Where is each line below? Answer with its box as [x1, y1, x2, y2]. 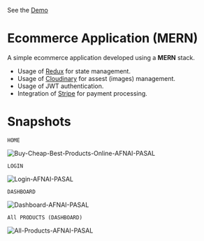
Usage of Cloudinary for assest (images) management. [17, 74, 176, 82]
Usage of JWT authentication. [17, 82, 104, 90]
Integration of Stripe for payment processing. [17, 89, 148, 97]
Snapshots [7, 114, 71, 130]
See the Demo [7, 6, 49, 14]
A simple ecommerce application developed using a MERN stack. [7, 53, 196, 61]
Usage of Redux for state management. [17, 66, 131, 75]
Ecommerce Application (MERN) [7, 31, 198, 46]
